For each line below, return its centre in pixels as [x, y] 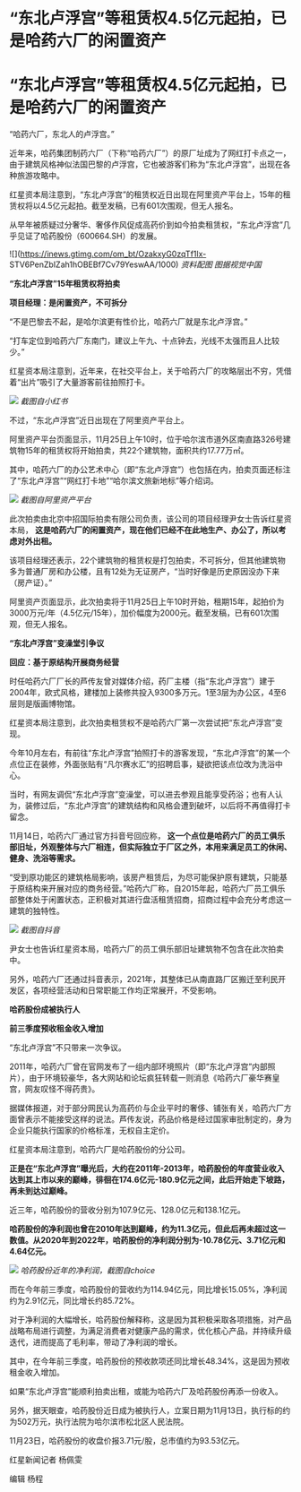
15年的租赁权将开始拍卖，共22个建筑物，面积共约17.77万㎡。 [137, 451]
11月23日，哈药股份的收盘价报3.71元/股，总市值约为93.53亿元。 [127, 1441]
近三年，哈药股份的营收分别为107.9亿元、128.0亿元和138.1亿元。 [128, 1210]
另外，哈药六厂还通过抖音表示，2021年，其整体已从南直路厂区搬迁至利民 [144, 979]
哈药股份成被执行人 [45, 1010]
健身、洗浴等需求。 [45, 858]
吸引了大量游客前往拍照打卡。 [95, 383]
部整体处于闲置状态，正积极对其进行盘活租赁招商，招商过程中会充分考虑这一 [150, 900]
